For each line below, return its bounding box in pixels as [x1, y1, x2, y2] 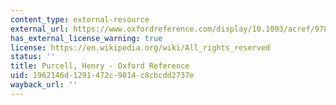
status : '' [10, 52, 56, 62]
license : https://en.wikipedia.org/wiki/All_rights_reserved [10, 42, 271, 53]
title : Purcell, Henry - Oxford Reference [10, 61, 190, 71]
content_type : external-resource [10, 14, 150, 25]
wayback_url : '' [10, 80, 78, 90]
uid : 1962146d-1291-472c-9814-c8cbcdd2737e [10, 71, 195, 81]
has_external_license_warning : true [10, 33, 163, 43]
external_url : [10, 24, 70, 34]
